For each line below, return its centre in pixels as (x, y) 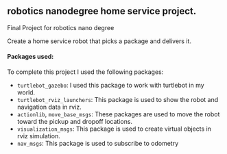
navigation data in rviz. (49, 107)
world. (26, 92)
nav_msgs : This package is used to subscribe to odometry (98, 144)
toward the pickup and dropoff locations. (74, 122)
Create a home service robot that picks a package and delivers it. (99, 41)
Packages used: (31, 57)
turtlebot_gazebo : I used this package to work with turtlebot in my (110, 86)
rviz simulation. (38, 136)
